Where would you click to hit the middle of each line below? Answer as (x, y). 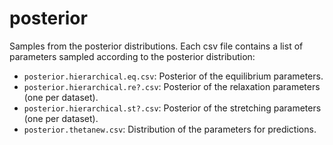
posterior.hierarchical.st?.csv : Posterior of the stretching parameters (172, 108)
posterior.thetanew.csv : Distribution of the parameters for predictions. (170, 129)
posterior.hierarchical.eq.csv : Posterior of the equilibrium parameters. (173, 76)
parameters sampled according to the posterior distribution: (132, 56)
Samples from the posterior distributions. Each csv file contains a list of (156, 46)
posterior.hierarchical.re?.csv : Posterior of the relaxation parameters (172, 86)
